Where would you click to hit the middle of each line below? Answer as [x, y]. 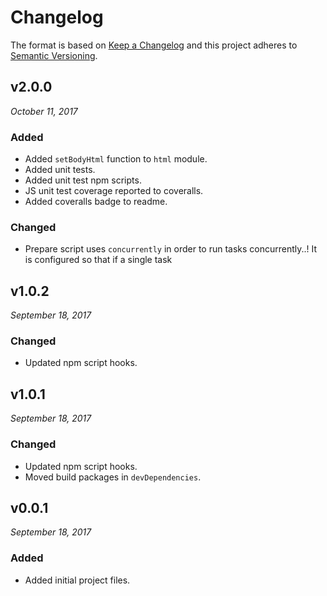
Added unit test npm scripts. [83, 180]
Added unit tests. [60, 170]
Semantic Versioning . [54, 55]
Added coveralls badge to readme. [96, 202]
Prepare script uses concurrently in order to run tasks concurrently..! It [171, 249]
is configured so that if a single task [98, 260]
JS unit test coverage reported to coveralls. [114, 191]
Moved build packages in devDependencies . [113, 477]
